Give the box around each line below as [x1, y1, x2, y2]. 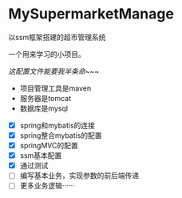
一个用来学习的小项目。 [8, 49, 85, 59]
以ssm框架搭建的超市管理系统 [8, 32, 106, 42]
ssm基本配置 [19, 151, 62, 160]
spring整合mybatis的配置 [19, 131, 102, 140]
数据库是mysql [19, 103, 69, 113]
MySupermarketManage [8, 5, 174, 23]
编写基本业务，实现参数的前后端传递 [19, 171, 140, 180]
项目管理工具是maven [19, 83, 92, 93]
